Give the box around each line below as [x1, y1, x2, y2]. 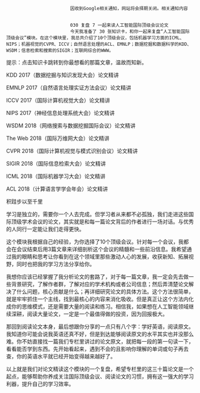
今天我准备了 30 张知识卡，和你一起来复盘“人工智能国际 [70, 29, 190, 35]
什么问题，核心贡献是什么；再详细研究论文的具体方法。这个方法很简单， [16, 288, 194, 295]
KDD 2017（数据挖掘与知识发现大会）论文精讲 [6, 71, 119, 79]
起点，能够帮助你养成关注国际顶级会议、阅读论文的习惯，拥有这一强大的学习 [6, 373, 194, 380]
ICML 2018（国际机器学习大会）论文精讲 [6, 173, 106, 180]
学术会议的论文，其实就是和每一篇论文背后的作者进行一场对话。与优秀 [21, 218, 194, 225]
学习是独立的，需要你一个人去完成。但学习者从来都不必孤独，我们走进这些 [6, 211, 189, 217]
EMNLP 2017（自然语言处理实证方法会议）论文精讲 [6, 84, 132, 91]
